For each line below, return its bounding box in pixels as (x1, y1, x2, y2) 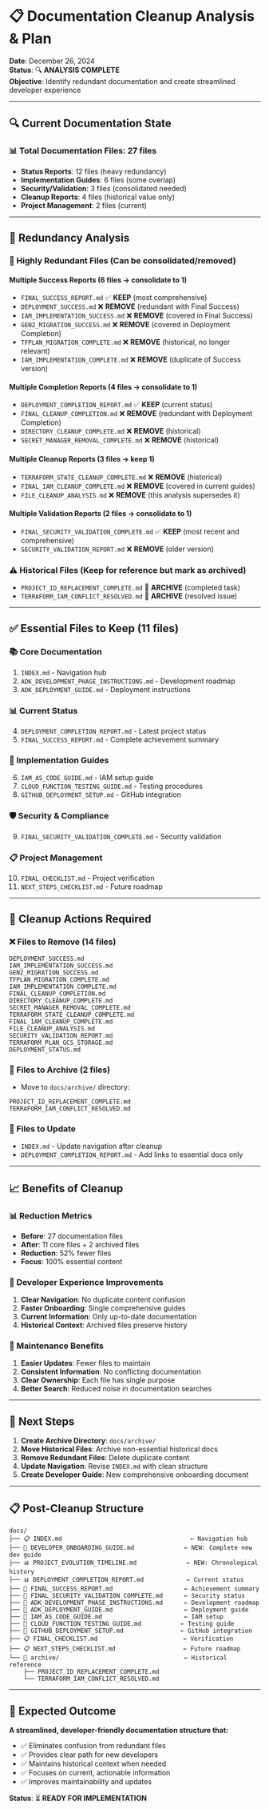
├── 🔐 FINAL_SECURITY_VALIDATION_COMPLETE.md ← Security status (9, 1592, 246, 1600)
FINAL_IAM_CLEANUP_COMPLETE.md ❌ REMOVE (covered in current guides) (20, 481, 256, 490)
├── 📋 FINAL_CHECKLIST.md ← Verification (9, 1635, 234, 1643)
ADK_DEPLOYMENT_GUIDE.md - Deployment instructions (20, 684, 191, 694)
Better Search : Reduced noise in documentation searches (20, 1384, 212, 1394)
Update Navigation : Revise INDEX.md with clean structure (20, 1462, 208, 1471)
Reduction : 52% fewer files (20, 1248, 112, 1258)
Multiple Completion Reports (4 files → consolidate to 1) (9, 382, 198, 391)
